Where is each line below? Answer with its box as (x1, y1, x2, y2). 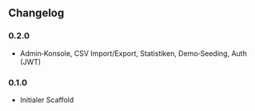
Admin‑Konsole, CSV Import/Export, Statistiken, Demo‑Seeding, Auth (19, 48, 248, 58)
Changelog (8, 6, 65, 20)
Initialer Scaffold (19, 95, 74, 105)
